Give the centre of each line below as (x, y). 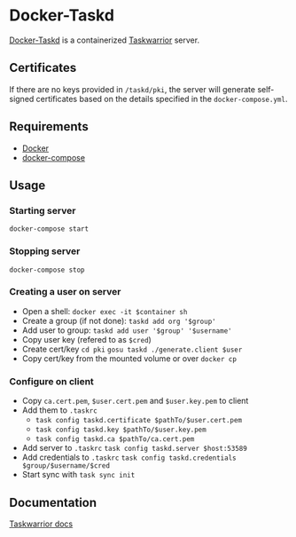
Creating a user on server (65, 292)
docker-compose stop (47, 270)
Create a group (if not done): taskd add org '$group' (119, 320)
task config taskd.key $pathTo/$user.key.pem (121, 430)
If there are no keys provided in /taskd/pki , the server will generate (132, 89)
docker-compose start (49, 229)
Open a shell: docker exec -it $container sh (105, 311)
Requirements (49, 126)
